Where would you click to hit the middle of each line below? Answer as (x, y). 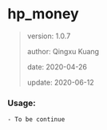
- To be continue (36, 120)
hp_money (43, 14)
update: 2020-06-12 (61, 82)
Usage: (22, 103)
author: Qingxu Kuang (63, 51)
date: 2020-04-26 (57, 67)
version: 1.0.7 (49, 36)
